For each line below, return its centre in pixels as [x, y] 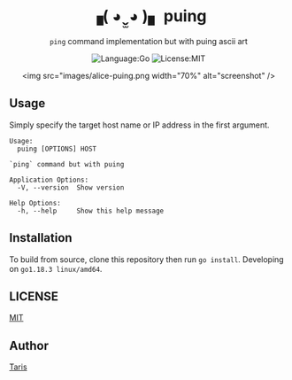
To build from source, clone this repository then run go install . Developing [147, 259]
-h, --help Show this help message [91, 211]
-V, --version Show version [71, 187]
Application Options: [49, 180]
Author [29, 345]
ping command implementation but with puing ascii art [149, 41]
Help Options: [35, 203]
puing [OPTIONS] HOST [57, 149]
